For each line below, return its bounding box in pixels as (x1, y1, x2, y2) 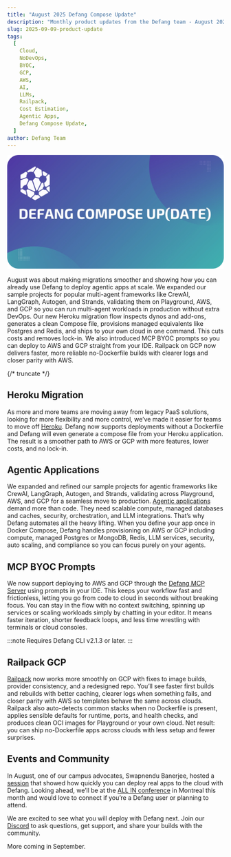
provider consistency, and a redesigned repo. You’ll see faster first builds (7, 682, 214, 690)
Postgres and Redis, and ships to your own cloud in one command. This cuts (7, 327, 224, 335)
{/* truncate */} (7, 369, 50, 378)
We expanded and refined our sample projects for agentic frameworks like (7, 482, 218, 491)
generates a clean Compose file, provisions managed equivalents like (7, 319, 204, 327)
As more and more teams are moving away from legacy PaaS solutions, (7, 407, 210, 416)
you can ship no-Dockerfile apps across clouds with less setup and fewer (7, 726, 215, 734)
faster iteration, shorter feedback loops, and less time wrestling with (7, 616, 201, 624)
